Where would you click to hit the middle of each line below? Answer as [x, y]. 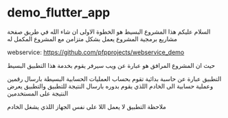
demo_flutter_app [59, 13]
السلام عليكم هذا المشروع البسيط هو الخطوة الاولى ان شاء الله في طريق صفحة [109, 32]
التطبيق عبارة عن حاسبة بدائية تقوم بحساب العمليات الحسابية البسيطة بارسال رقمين [114, 79]
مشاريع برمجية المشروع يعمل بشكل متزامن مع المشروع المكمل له [92, 38]
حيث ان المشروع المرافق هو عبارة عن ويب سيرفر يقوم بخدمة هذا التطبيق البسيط [111, 65]
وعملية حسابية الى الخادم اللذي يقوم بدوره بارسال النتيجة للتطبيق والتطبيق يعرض [110, 86]
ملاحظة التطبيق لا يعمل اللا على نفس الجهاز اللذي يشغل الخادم [87, 106]
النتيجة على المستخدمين [38, 93]
